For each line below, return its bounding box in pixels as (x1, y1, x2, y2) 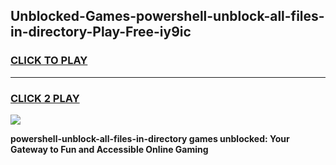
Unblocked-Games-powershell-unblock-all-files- (10, 8, 325, 25)
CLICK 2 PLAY (10, 91, 80, 105)
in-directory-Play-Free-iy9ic (10, 24, 192, 41)
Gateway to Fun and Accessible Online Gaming (10, 143, 209, 155)
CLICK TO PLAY (10, 54, 88, 68)
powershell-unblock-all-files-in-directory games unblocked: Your (10, 132, 290, 144)
